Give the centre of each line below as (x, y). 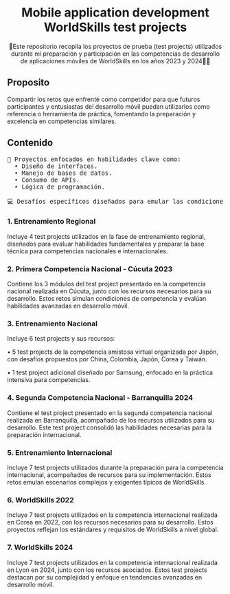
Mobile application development (115, 13)
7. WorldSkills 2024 (40, 547)
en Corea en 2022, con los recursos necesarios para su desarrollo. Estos (111, 522)
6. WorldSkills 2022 (41, 500)
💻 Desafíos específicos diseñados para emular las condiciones (117, 201)
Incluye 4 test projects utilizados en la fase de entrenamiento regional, (106, 236)
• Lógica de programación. (59, 187)
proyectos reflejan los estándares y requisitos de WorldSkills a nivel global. (113, 530)
